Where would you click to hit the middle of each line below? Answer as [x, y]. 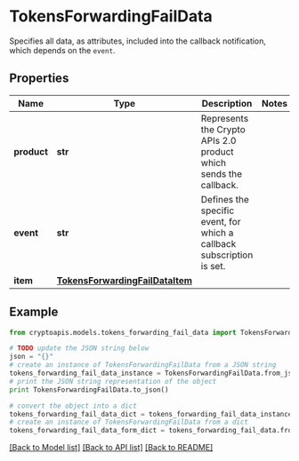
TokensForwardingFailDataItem [125, 280]
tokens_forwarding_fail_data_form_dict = [87, 431]
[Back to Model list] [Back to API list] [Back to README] [111, 448]
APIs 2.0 [218, 140]
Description [227, 103]
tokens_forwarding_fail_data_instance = [85, 374]
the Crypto [223, 129]
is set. [213, 266]
